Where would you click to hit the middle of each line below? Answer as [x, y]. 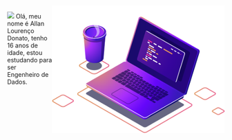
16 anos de [22, 45]
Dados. [17, 82]
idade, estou [25, 52]
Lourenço [21, 31]
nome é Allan [26, 23]
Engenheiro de [28, 74]
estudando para [30, 60]
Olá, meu [28, 16]
